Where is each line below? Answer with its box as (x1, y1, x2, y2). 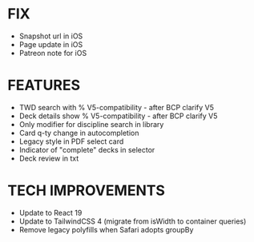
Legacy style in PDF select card (18, 137, 124, 146)
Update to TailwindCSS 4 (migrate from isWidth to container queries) (18, 216, 247, 226)
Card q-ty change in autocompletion (18, 128, 139, 137)
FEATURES (7, 77, 81, 94)
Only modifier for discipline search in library (18, 119, 164, 129)
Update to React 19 (18, 208, 83, 217)
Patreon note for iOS (18, 48, 87, 58)
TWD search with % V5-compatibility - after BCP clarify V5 (18, 102, 214, 112)
